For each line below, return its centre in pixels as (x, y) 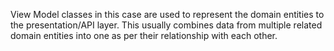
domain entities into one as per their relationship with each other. (144, 35)
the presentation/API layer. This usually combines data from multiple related (166, 25)
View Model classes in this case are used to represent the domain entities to (167, 14)
